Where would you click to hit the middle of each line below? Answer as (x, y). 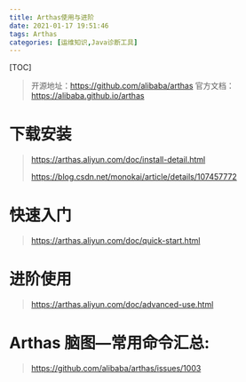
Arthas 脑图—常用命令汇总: (110, 343)
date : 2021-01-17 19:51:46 (59, 26)
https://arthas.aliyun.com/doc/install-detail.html (118, 160)
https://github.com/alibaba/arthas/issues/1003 (116, 368)
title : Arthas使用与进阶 (52, 17)
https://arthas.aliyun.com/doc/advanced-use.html (122, 305)
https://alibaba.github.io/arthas (87, 96)
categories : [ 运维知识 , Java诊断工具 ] (74, 42)
